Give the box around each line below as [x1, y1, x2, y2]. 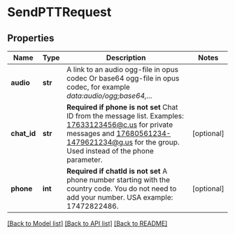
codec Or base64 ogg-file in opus [66, 74, 180, 83]
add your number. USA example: [66, 193, 173, 202]
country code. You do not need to [66, 184, 177, 193]
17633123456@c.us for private [66, 120, 173, 130]
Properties [7, 32, 55, 44]
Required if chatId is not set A [66, 166, 168, 176]
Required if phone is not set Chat [66, 102, 178, 112]
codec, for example [66, 82, 131, 92]
